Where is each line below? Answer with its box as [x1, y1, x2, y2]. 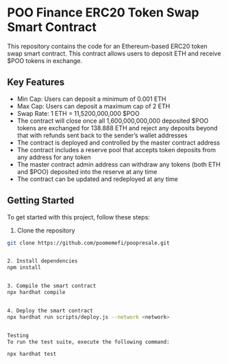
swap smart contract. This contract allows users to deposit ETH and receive [7, 49, 221, 58]
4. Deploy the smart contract [7, 307, 94, 314]
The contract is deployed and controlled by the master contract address [16, 138, 220, 147]
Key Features [7, 77, 65, 88]
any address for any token [16, 153, 91, 161]
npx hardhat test [7, 351, 57, 358]
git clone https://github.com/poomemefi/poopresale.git [7, 239, 170, 246]
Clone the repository [16, 226, 75, 234]
